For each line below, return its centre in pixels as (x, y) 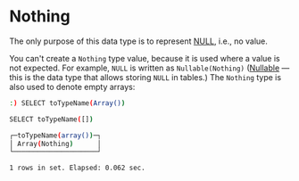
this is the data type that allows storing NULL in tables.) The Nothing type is (145, 77)
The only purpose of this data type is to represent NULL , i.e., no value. (138, 41)
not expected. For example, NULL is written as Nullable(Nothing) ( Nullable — (149, 68)
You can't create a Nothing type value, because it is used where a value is (145, 58)
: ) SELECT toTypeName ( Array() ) (67, 103)
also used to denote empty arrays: (72, 86)
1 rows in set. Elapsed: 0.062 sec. (77, 168)
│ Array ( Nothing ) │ (55, 144)
